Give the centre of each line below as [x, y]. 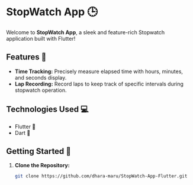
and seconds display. [41, 77]
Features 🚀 [26, 57]
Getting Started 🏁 [39, 151]
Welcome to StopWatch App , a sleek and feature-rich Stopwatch [86, 32]
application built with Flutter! [41, 38]
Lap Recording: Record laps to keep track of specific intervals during [99, 84]
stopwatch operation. [41, 90]
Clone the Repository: [42, 166]
